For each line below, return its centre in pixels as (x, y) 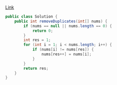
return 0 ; (43, 31)
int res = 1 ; (37, 40)
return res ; (36, 68)
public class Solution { (31, 17)
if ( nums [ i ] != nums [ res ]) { (63, 50)
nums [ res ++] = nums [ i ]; (67, 54)
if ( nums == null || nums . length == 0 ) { (68, 26)
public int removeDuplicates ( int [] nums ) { (61, 21)
